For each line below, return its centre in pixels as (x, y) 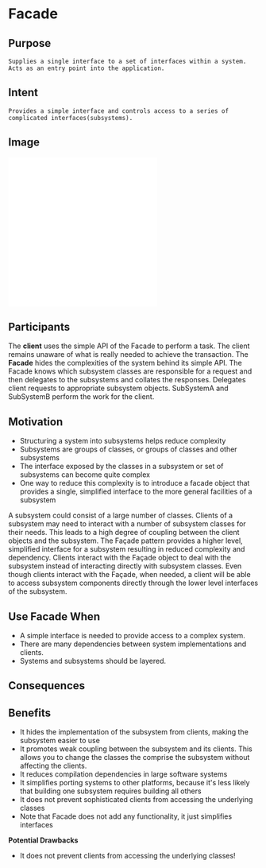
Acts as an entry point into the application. (87, 68)
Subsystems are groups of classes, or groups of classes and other (128, 449)
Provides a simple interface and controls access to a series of (118, 111)
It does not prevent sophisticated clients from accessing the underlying (136, 800)
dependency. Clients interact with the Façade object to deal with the (120, 558)
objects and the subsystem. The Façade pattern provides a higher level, (126, 541)
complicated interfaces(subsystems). (71, 118)
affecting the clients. (53, 766)
